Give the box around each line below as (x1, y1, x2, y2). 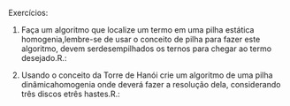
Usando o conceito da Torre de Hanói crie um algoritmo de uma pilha (20, 70, 273, 80)
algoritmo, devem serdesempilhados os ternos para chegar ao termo (20, 43, 271, 54)
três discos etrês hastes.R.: (20, 88, 120, 99)
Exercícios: (8, 8, 49, 18)
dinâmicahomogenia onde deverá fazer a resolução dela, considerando (20, 79, 281, 89)
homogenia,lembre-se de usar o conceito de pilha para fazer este (20, 34, 261, 44)
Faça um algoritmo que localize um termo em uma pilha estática (20, 25, 255, 34)
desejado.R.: (20, 53, 67, 63)
